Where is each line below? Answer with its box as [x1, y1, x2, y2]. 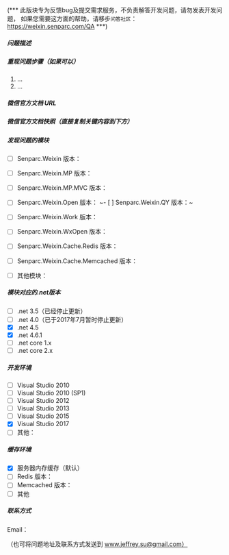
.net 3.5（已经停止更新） [16, 307, 87, 315]
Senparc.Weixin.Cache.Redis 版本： [16, 242, 118, 250]
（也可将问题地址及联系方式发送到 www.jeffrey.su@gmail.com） [7, 540, 188, 548]
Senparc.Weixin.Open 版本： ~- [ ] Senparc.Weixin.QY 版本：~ [16, 198, 193, 207]
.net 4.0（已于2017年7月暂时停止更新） [16, 315, 128, 323]
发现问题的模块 [7, 136, 49, 144]
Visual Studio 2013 [16, 404, 70, 412]
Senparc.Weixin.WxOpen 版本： [16, 227, 107, 236]
